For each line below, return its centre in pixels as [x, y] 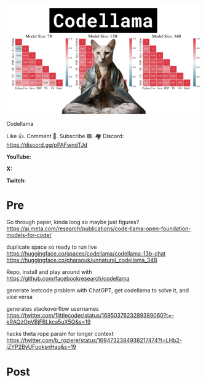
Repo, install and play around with [49, 272]
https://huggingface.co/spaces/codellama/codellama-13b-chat [86, 254]
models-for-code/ [29, 235]
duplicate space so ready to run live [52, 247]
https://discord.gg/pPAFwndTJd [47, 145]
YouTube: [19, 157]
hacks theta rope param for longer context [60, 334]
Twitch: [16, 181]
